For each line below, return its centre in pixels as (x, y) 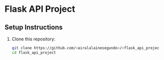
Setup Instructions (34, 27)
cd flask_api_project (34, 53)
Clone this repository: (33, 39)
